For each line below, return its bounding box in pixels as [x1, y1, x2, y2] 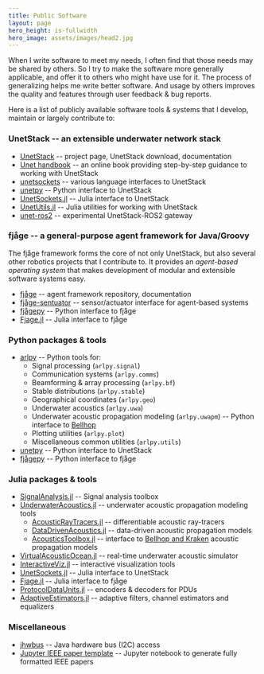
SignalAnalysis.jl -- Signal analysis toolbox [19, 492, 159, 501]
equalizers [19, 602, 54, 611]
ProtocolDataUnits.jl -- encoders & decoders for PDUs [19, 585, 197, 594]
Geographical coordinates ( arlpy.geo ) [31, 395, 157, 404]
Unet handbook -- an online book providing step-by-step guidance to [19, 160, 248, 169]
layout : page [8, 19, 52, 27]
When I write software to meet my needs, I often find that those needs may [8, 56, 254, 65]
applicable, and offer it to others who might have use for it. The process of [8, 72, 252, 82]
